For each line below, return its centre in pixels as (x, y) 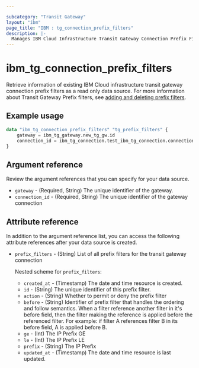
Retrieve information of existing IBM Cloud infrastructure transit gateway (94, 85)
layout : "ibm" (24, 22)
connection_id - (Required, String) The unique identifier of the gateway (101, 197)
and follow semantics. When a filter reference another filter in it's (103, 308)
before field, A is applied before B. (65, 327)
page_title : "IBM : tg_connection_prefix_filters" (70, 28)
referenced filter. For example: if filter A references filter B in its (101, 321)
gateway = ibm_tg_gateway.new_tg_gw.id (66, 135)
